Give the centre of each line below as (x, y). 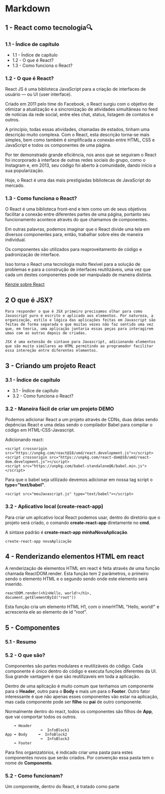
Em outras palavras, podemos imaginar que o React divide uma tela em (78, 229)
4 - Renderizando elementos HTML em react (75, 556)
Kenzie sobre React (25, 284)
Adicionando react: (24, 440)
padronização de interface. (33, 255)
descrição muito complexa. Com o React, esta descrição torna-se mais (77, 135)
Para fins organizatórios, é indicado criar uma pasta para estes (69, 752)
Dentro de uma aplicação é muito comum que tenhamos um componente (80, 686)
